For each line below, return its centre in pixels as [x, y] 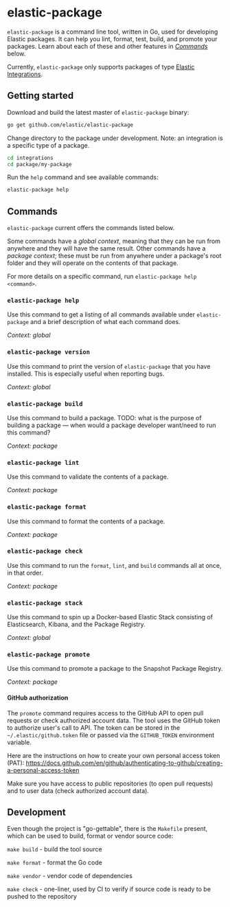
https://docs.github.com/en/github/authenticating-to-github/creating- [124, 763]
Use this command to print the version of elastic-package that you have [109, 366]
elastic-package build [45, 404]
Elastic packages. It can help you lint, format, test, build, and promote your [112, 38]
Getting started [41, 96]
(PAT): [16, 763]
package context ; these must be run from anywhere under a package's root [114, 256]
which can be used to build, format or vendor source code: [90, 836]
